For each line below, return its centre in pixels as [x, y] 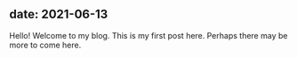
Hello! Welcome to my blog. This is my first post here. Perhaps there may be [148, 35]
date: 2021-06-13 [59, 14]
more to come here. [45, 45]
